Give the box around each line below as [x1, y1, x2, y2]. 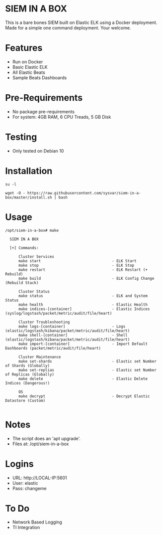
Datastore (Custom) [5, 398, 46, 403]
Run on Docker [12, 58, 43, 65]
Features [5, 42, 43, 54]
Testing [5, 132, 37, 143]
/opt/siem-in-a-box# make [5, 228, 59, 233]
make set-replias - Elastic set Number [18, 367, 157, 372]
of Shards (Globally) [5, 363, 50, 368]
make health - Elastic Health [18, 302, 148, 307]
